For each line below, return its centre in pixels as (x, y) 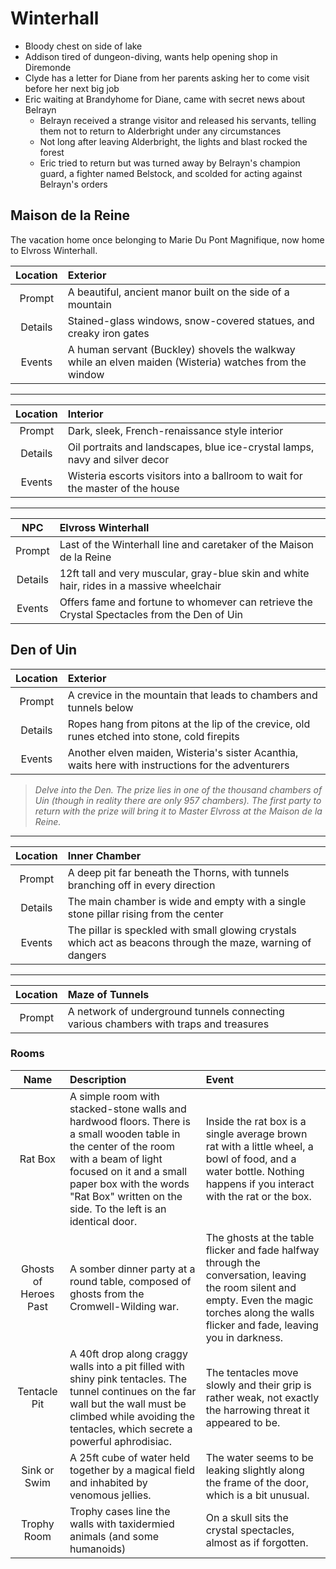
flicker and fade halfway (262, 1250)
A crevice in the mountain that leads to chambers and (192, 695)
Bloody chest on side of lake (83, 46)
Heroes (37, 1294)
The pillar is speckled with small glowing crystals (182, 930)
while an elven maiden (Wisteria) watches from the (187, 362)
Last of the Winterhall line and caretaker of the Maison (187, 544)
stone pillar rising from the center (145, 914)
